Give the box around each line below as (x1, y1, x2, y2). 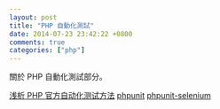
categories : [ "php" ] (9, 46, 86, 55)
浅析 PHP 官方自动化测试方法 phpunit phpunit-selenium (9, 90, 211, 101)
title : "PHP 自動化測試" (9, 21, 95, 30)
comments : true (9, 37, 66, 47)
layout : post (9, 12, 58, 22)
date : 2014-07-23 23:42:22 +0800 (9, 29, 133, 38)
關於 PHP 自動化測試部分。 (9, 72, 108, 82)
